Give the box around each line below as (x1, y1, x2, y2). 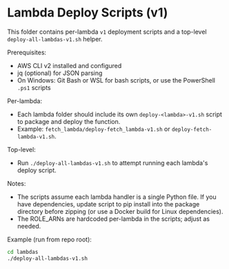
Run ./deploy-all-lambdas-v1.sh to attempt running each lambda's (17, 158, 208, 166)
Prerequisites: (7, 48, 47, 56)
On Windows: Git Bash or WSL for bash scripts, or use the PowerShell (17, 76, 216, 84)
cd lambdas (7, 248, 39, 255)
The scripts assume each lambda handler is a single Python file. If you (17, 193, 217, 201)
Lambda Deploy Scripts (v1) (7, 5, 168, 21)
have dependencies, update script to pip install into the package (17, 200, 200, 208)
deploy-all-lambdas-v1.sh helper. (7, 34, 103, 43)
